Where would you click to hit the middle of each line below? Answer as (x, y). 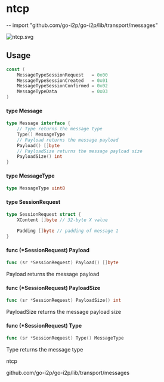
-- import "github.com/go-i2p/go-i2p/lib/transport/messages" (82, 25)
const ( (16, 69)
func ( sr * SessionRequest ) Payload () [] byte (62, 263)
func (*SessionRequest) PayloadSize (53, 288)
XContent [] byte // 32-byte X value (63, 220)
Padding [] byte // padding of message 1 (68, 231)
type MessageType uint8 (36, 188)
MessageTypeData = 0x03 (63, 91)
